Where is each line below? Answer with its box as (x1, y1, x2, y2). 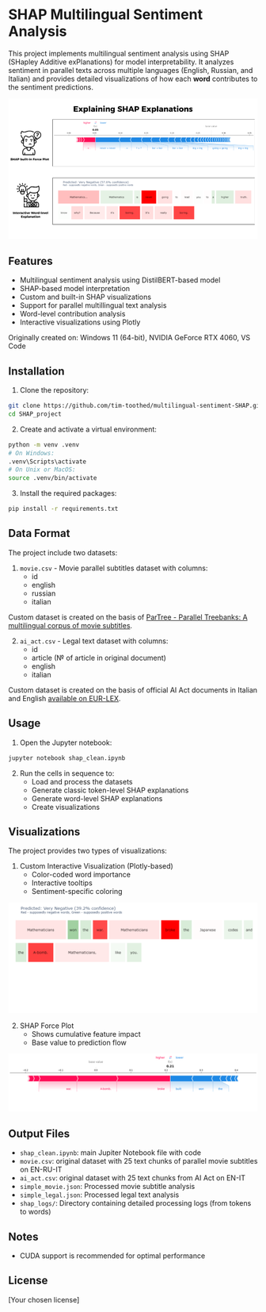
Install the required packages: (19, 489, 117, 498)
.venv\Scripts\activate (8, 458, 87, 466)
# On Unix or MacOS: (8, 466, 77, 474)
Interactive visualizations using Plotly (19, 317, 141, 327)
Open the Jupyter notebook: (19, 738, 112, 747)
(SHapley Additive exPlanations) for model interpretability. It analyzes (8, 57, 234, 67)
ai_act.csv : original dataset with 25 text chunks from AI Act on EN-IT (19, 1173, 246, 1183)
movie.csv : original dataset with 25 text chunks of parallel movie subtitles (19, 1157, 258, 1166)
